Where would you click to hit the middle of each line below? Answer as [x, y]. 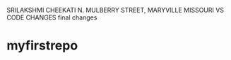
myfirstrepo [42, 46]
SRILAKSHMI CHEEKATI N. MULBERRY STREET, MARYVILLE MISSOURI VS [115, 10]
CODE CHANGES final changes [52, 17]
